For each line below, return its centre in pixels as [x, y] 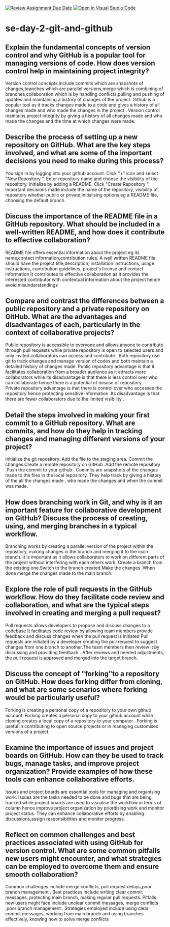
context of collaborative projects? [60, 333]
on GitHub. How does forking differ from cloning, [84, 682]
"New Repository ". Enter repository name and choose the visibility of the [82, 179]
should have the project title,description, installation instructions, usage [80, 263]
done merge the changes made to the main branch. [59, 573]
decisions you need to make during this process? [84, 161]
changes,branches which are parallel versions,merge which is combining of [84, 89]
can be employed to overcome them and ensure [82, 866]
